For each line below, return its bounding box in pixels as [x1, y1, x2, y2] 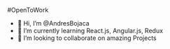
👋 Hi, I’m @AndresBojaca [17, 19, 90, 27]
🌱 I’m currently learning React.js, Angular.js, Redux [17, 27, 163, 35]
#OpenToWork [7, 6, 49, 14]
